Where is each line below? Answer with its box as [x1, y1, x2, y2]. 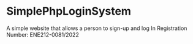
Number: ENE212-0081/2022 [6, 31, 80, 38]
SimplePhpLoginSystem [6, 4, 132, 18]
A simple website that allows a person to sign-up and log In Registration [6, 24, 187, 32]
